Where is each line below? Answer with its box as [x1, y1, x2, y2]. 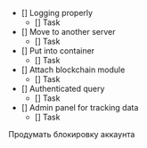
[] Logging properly [20, 8, 94, 18]
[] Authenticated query [20, 84, 105, 94]
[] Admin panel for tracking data [20, 103, 139, 112]
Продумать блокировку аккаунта [8, 129, 135, 139]
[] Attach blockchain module [20, 64, 126, 75]
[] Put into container [20, 45, 95, 56]
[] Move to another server [20, 27, 117, 37]
